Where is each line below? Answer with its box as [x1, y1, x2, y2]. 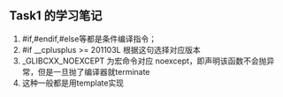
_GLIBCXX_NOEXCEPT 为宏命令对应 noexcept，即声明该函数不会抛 [21, 56, 267, 66]
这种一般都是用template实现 [21, 78, 125, 88]
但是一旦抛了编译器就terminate [37, 66, 150, 77]
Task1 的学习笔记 [9, 8, 103, 24]
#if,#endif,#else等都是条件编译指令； [21, 34, 157, 44]
